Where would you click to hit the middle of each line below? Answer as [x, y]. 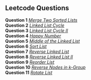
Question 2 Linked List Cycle [35, 25]
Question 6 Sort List [26, 46]
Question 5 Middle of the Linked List [43, 41]
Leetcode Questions [37, 8]
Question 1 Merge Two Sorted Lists [41, 20]
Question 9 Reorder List [30, 62]
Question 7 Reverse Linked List [37, 51]
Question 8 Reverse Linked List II [39, 57]
